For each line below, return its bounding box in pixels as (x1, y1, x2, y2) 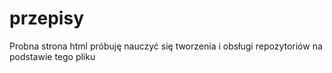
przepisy (9, 7, 84, 30)
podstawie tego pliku (9, 50, 96, 62)
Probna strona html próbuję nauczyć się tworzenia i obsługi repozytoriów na (9, 40, 323, 52)
